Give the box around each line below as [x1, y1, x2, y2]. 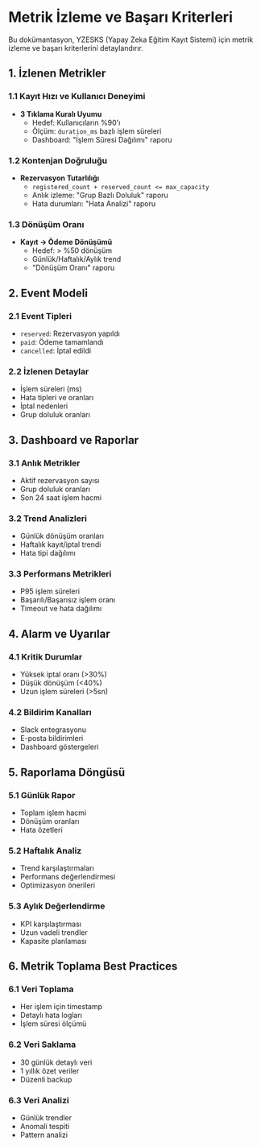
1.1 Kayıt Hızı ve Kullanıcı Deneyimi [8, 91, 146, 102]
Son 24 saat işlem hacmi [19, 492, 102, 503]
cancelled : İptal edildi [19, 345, 91, 355]
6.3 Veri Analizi [8, 1094, 70, 1106]
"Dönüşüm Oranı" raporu [31, 263, 115, 273]
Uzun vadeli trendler [19, 927, 88, 937]
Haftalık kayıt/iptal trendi [19, 540, 101, 549]
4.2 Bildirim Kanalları [8, 707, 93, 718]
